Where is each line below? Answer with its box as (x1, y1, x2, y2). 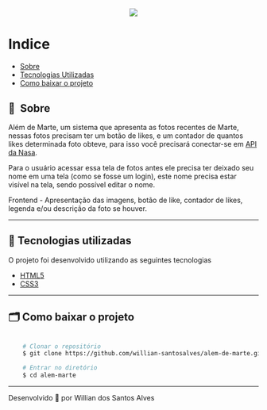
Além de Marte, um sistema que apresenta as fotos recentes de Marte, (8, 122, 240, 132)
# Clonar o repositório (22, 342, 102, 351)
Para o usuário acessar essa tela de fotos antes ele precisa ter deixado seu (8, 163, 254, 172)
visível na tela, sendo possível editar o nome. (8, 179, 156, 190)
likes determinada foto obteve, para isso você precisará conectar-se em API (8, 139, 257, 148)
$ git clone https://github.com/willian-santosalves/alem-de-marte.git (22, 350, 265, 358)
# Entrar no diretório (22, 364, 98, 372)
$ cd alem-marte (22, 371, 77, 380)
